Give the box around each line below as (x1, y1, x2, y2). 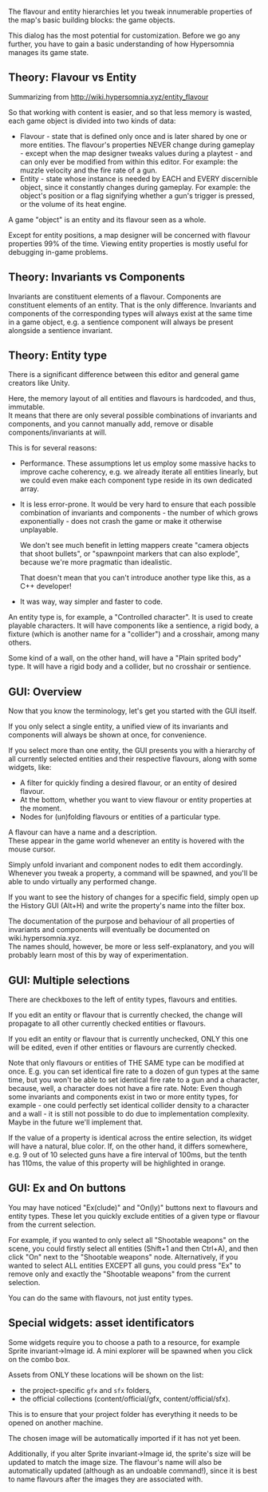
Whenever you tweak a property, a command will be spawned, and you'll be (8, 868, 258, 878)
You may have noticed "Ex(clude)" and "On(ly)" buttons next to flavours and (8, 1202, 258, 1212)
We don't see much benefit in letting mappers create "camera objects (19, 541, 250, 550)
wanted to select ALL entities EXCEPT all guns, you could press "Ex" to (8, 1260, 242, 1270)
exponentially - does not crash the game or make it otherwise (19, 517, 223, 526)
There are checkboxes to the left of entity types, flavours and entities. (8, 994, 238, 1005)
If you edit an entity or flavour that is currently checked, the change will (8, 1010, 243, 1020)
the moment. (19, 804, 62, 813)
